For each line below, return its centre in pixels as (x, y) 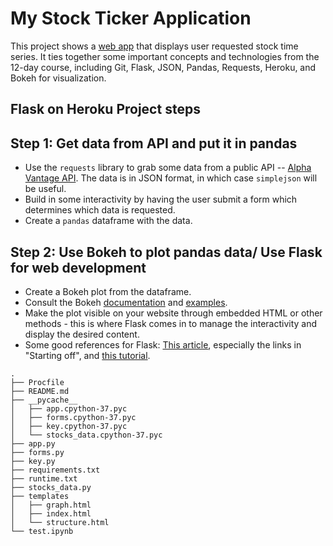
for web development (78, 267)
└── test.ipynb (42, 531)
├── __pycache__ (44, 400)
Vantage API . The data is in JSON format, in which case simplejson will (171, 178)
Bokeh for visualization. (58, 78)
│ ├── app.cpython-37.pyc (69, 408)
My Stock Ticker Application (131, 18)
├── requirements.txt (55, 470)
